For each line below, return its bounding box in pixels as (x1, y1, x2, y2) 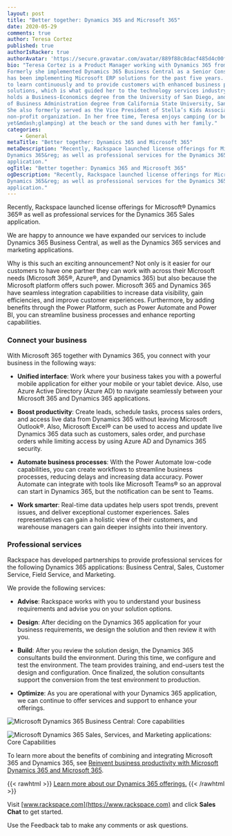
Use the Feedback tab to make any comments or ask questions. (7, 821, 188, 829)
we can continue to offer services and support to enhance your (17, 696, 197, 704)
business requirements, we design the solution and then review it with (17, 625, 216, 634)
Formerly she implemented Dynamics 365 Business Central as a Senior (7, 68, 212, 75)
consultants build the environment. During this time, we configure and (17, 653, 216, 661)
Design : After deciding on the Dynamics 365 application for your (17, 618, 202, 626)
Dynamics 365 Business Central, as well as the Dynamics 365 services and (7, 238, 221, 247)
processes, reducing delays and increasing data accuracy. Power (17, 472, 204, 481)
